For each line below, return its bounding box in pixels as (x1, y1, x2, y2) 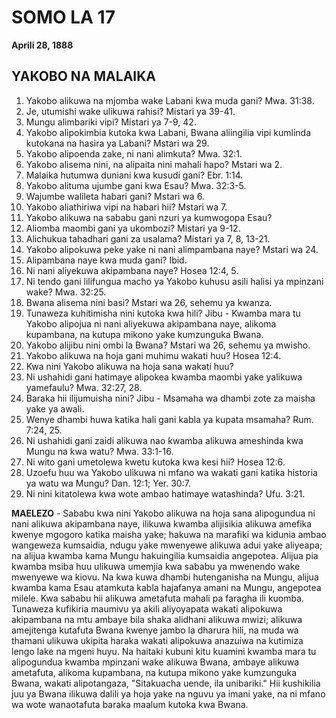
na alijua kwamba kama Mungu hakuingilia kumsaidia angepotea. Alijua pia (11, 549, 319, 561)
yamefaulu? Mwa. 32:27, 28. (25, 381, 143, 393)
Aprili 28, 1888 (11, 39, 74, 51)
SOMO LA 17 (11, 6, 116, 29)
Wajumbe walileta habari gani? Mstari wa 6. (25, 190, 205, 202)
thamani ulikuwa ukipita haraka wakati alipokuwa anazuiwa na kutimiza (11, 634, 304, 646)
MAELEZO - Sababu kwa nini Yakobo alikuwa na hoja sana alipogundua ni (11, 507, 316, 519)
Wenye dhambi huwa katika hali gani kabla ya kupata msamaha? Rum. (25, 413, 314, 425)
